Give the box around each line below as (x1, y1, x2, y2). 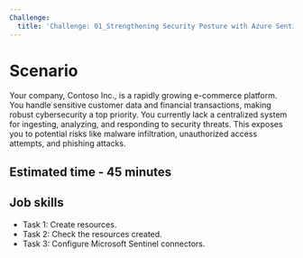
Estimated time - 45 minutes (9, 164, 172, 180)
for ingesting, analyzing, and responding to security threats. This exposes (9, 119, 283, 130)
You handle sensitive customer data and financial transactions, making (9, 100, 272, 111)
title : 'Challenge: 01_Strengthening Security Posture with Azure (17, 22, 272, 31)
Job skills (9, 195, 65, 210)
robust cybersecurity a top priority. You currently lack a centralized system (9, 109, 288, 120)
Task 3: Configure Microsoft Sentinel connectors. (22, 238, 206, 249)
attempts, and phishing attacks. (9, 138, 126, 149)
